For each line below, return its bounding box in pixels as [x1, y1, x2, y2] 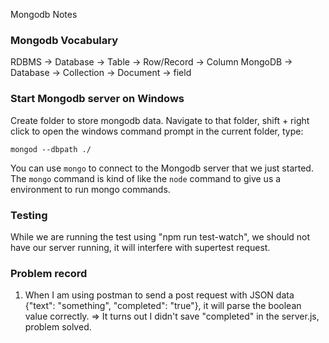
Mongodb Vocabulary [10, 33, 119, 47]
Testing [10, 208, 48, 222]
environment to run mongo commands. [10, 183, 171, 195]
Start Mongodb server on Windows [10, 92, 185, 106]
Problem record [10, 266, 88, 280]
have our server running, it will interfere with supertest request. [10, 241, 271, 253]
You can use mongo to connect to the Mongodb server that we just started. [10, 162, 314, 174]
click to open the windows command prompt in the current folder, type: [10, 125, 304, 137]
